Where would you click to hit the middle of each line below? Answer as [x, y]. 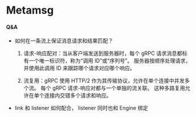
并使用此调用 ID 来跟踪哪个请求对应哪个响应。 [79, 68]
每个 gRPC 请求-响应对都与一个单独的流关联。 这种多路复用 [113, 88]
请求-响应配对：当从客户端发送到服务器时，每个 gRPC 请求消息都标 [105, 53]
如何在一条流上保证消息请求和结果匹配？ [64, 41]
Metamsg [30, 10]
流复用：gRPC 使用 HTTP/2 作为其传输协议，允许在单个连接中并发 [104, 81]
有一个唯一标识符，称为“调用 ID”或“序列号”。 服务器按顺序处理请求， [107, 61]
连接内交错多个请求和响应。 [78, 96]
